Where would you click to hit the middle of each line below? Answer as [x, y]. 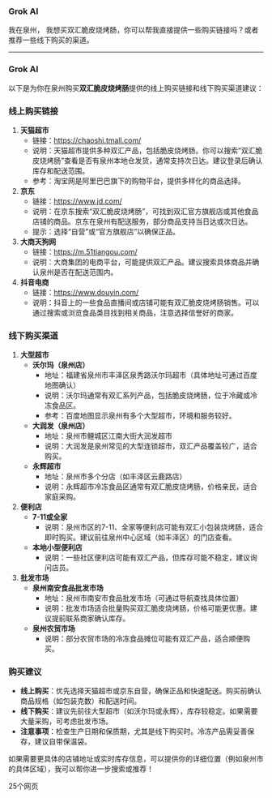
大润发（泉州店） [61, 426]
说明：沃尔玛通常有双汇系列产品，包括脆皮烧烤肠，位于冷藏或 [147, 396]
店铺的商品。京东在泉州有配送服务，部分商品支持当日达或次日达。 [142, 221]
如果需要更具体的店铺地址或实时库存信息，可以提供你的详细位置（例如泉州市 [136, 759]
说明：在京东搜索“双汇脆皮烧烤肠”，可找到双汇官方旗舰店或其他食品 [145, 211]
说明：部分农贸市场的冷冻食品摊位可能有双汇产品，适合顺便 [144, 639]
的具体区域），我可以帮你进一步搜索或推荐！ [81, 769]
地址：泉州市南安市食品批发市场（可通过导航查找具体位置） [144, 598]
